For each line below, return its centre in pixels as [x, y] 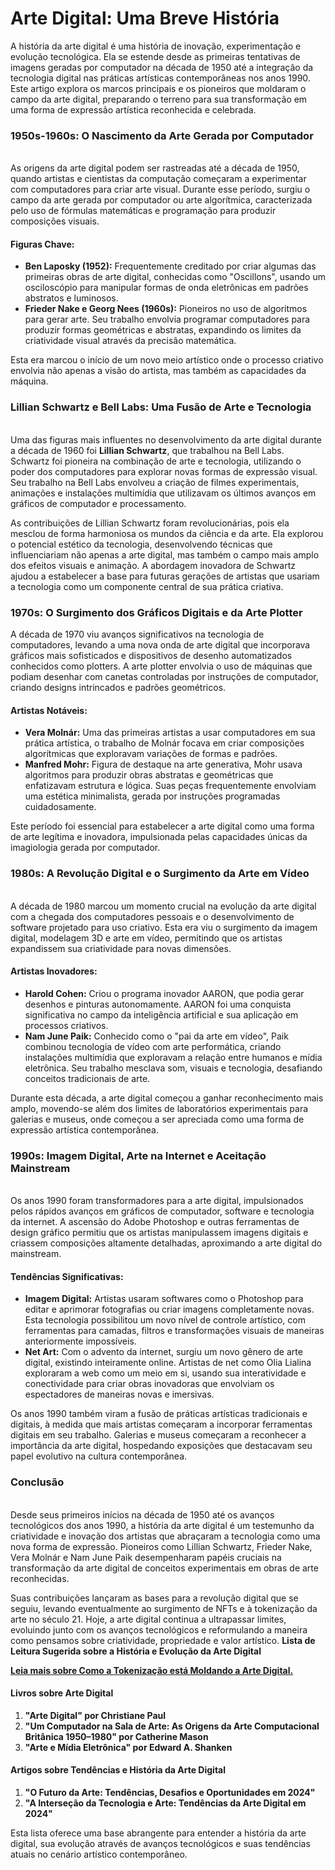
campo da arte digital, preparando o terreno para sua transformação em [159, 99]
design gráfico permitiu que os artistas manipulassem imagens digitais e [159, 1233]
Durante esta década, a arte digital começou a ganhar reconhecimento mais [167, 1098]
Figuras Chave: [42, 244]
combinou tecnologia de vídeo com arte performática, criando [153, 1046]
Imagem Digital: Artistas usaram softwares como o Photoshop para [164, 1299]
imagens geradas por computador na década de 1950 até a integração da [162, 67]
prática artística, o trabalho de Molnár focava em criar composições [164, 743]
